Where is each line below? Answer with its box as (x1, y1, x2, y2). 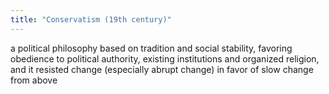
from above (10, 74, 58, 86)
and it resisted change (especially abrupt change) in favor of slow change (10, 63, 314, 75)
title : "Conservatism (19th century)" (10, 14, 172, 25)
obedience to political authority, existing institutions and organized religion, (10, 52, 320, 65)
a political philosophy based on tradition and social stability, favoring (10, 42, 293, 54)
